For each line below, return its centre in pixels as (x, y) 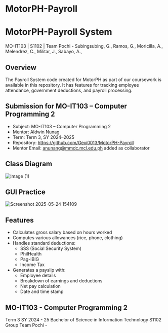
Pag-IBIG (30, 260)
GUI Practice (25, 192)
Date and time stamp (42, 291)
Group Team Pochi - (26, 325)
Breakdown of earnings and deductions (61, 281)
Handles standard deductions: (44, 243)
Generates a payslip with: (39, 270)
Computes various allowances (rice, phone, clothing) (68, 238)
